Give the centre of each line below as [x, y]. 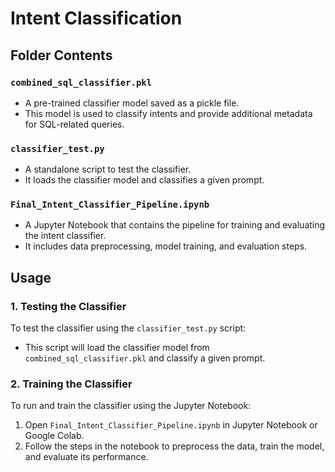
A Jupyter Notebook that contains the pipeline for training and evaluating [175, 225]
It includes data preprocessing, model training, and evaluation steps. [166, 246]
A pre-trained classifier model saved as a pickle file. [132, 103]
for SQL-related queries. [74, 124]
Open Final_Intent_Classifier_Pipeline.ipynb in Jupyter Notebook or [171, 425]
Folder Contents [61, 55]
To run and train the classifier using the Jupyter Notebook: [131, 406]
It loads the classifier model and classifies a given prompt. [144, 180]
